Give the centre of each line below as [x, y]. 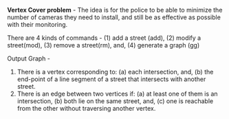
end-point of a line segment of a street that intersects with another [111, 79]
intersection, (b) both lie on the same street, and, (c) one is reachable [115, 101]
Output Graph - [29, 58]
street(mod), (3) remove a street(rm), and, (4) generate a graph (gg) [103, 45]
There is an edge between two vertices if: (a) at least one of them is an [117, 94]
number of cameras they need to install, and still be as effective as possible [114, 17]
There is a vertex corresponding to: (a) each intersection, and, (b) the [115, 72]
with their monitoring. [37, 24]
